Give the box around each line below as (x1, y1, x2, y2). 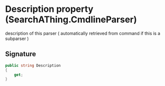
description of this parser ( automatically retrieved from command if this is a (5, 30, 161, 36)
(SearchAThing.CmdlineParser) (5, 14, 137, 25)
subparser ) (5, 36, 29, 42)
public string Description (5, 63, 61, 68)
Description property (5, 3, 94, 15)
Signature (5, 50, 36, 58)
